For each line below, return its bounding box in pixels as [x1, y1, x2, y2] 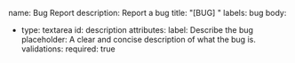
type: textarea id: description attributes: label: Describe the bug [20, 25, 254, 35]
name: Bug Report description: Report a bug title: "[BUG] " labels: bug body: [8, 8, 287, 18]
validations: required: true [20, 43, 116, 54]
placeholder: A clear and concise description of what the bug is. [20, 35, 257, 44]
